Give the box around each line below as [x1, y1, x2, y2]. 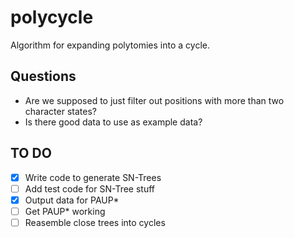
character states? [24, 105, 97, 117]
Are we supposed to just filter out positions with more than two [24, 94, 285, 106]
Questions [10, 68, 77, 85]
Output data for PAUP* [24, 194, 120, 206]
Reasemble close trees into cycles [24, 216, 166, 228]
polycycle [10, 6, 94, 29]
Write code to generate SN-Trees [24, 171, 162, 183]
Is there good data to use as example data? [24, 116, 203, 128]
